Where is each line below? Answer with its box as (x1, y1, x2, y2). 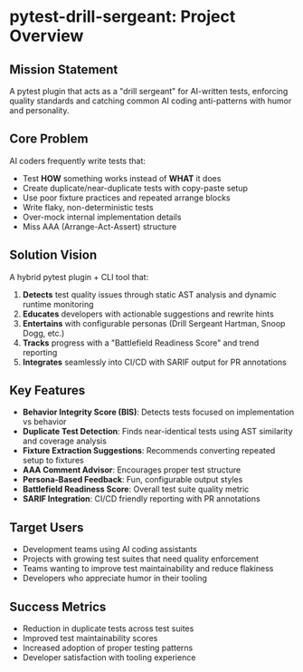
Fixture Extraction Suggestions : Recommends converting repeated (22, 445, 276, 456)
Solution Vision (9, 248, 98, 263)
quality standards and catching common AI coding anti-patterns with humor (9, 95, 292, 106)
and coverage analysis (22, 435, 107, 446)
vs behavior (22, 416, 67, 427)
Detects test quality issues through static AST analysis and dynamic (22, 288, 278, 300)
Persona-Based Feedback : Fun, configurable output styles (22, 474, 243, 485)
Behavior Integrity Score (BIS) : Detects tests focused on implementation (22, 406, 295, 418)
